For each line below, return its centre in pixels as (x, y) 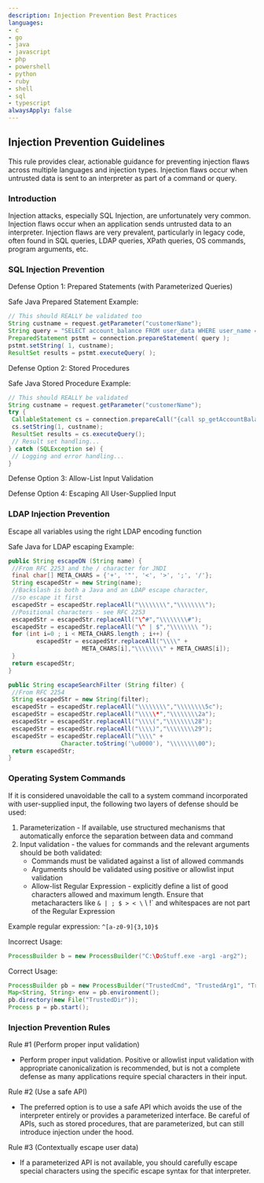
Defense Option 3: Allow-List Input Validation (81, 479)
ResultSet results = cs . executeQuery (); (79, 434)
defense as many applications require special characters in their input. (133, 1077)
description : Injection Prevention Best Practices (93, 15)
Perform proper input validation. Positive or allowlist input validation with (137, 1060)
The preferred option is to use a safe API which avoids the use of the (130, 1107)
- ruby (19, 81)
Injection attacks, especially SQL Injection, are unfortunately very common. (130, 216)
